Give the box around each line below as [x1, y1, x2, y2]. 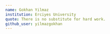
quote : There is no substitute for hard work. [5, 16, 106, 21]
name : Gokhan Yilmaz [5, 7, 49, 12]
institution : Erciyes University [5, 12, 76, 17]
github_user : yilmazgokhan [5, 21, 63, 26]
